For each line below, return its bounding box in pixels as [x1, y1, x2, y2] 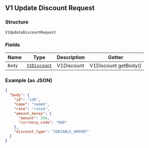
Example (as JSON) [5, 77, 53, 84]
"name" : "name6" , [14, 102, 50, 107]
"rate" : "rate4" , [14, 106, 50, 111]
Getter [108, 54, 123, 60]
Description [56, 54, 85, 60]
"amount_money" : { [14, 111, 52, 116]
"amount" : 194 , [18, 116, 50, 120]
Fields [5, 41, 20, 48]
